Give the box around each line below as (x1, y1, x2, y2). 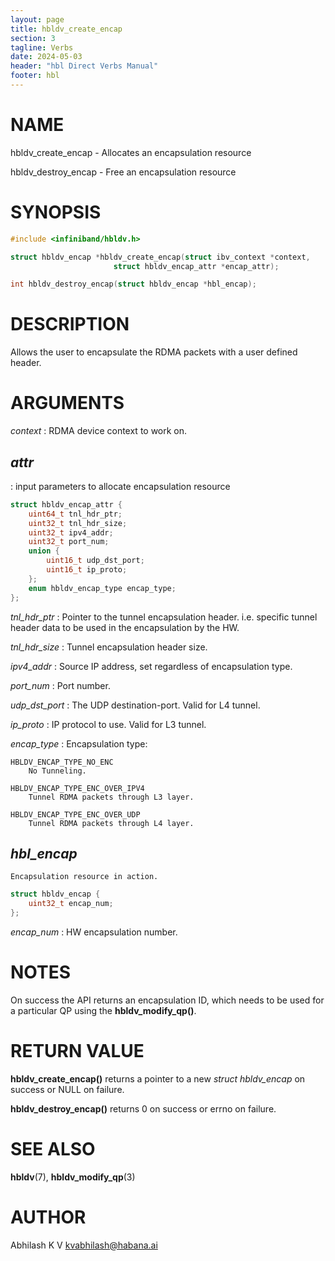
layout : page (10, 14, 65, 25)
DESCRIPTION (10, 313, 130, 336)
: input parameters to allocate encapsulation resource (10, 480, 231, 492)
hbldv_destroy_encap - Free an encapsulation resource (10, 166, 237, 178)
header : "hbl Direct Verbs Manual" (10, 61, 159, 71)
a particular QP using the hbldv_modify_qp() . (10, 1004, 197, 1016)
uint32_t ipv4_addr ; (28, 527, 114, 538)
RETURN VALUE (10, 1040, 145, 1063)
